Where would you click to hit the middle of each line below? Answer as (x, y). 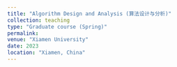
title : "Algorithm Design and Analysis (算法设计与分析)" (90, 14)
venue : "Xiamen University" (48, 40)
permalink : (23, 33)
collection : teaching (39, 20)
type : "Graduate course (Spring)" (57, 27)
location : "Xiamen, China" (46, 53)
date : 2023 (23, 46)
